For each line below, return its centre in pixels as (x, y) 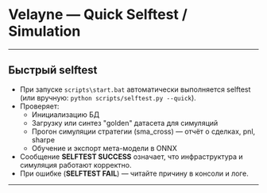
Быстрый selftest (53, 70)
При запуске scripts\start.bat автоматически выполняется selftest (135, 89)
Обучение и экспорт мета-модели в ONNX (104, 148)
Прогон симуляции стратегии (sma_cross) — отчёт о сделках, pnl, (143, 131)
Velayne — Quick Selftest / (98, 15)
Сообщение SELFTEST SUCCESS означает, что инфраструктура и (132, 157)
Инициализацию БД (66, 114)
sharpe (43, 139)
